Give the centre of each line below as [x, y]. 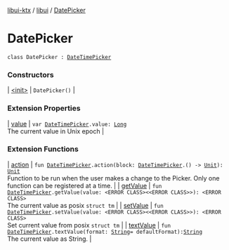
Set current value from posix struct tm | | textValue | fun [89, 225]
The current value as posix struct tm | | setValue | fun [85, 205]
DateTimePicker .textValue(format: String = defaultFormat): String [105, 232]
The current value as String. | [50, 239]
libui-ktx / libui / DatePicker [46, 10]
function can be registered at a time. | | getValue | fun [85, 185]
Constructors [31, 74]
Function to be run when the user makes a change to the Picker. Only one [113, 178]
